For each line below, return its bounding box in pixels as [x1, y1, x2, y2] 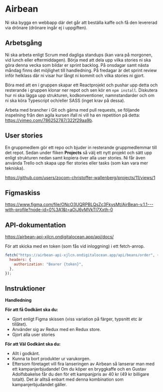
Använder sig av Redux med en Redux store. [12, 327, 101, 333]
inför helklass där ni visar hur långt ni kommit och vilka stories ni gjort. [5, 72, 145, 78]
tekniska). [5, 165, 25, 171]
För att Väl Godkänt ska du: [5, 341, 61, 347]
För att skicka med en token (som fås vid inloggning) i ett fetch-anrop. [5, 243, 145, 249]
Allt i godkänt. [12, 351, 40, 356]
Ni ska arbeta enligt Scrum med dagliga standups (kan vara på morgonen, [5, 52, 153, 58]
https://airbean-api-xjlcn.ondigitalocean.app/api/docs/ [5, 234, 114, 240]
